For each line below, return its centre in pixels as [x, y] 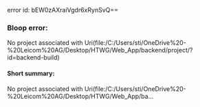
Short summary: [31, 73]
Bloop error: [27, 28]
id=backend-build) [33, 57]
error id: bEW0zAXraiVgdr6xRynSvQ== [63, 10]
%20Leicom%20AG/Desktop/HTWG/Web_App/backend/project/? [100, 50]
